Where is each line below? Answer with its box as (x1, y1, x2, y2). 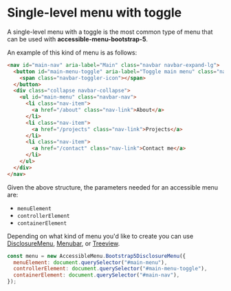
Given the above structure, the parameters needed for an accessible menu (7, 183, 219, 191)
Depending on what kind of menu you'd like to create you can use (7, 232, 194, 240)
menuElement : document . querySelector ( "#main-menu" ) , (13, 259, 168, 266)
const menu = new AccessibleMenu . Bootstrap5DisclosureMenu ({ (7, 252, 186, 259)
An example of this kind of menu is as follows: (7, 48, 137, 57)
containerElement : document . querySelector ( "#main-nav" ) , (13, 272, 180, 279)
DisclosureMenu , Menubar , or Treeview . (7, 239, 120, 248)
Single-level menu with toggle (7, 5, 182, 21)
